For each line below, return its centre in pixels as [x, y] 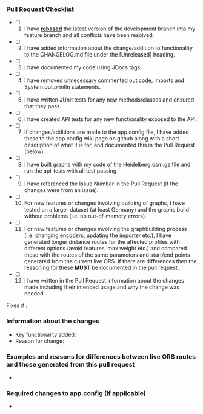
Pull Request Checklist [40, 9]
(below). [35, 151]
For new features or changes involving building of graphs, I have [105, 203]
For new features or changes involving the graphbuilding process [105, 229]
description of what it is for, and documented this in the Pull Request [109, 145]
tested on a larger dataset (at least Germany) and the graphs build [107, 210]
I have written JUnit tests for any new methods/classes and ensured [109, 100]
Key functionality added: [45, 334]
